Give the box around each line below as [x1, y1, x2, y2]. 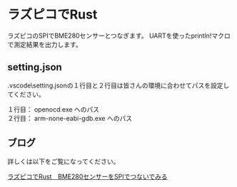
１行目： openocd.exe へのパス [7, 105, 100, 114]
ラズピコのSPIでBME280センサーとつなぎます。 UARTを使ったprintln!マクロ [7, 31, 231, 40]
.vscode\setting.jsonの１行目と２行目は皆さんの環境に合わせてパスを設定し [7, 81, 230, 90]
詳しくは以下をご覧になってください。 [7, 157, 120, 166]
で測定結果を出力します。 [7, 40, 82, 48]
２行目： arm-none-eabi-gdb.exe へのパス [7, 114, 133, 122]
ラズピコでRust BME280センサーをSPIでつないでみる [7, 172, 168, 181]
